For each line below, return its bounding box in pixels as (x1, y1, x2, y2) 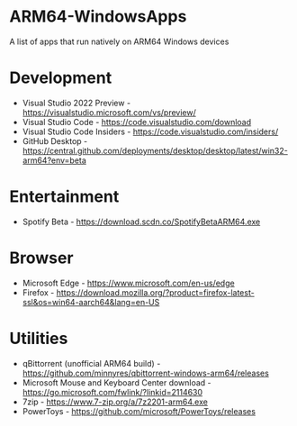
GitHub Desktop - (22, 135, 88, 146)
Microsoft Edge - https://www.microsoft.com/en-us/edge (22, 277, 236, 288)
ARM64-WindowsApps (9, 6, 187, 27)
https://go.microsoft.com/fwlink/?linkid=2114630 (22, 386, 203, 397)
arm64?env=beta (22, 155, 87, 166)
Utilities (9, 328, 68, 349)
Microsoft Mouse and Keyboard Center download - (22, 376, 211, 388)
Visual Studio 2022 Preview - (22, 97, 131, 108)
